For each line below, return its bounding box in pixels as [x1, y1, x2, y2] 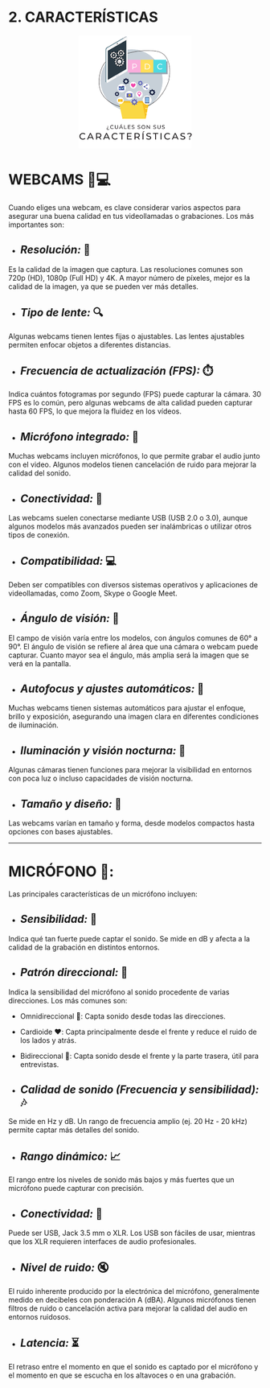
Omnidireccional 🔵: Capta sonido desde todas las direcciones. [19, 1011, 227, 1021]
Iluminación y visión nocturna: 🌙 [19, 743, 186, 757]
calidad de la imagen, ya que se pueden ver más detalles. [8, 282, 199, 291]
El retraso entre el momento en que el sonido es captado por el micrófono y [8, 1361, 259, 1371]
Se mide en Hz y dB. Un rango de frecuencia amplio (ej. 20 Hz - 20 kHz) [8, 1117, 247, 1126]
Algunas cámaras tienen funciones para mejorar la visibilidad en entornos [8, 765, 252, 775]
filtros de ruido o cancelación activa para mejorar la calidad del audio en [8, 1304, 247, 1313]
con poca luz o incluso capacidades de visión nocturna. [8, 773, 194, 784]
